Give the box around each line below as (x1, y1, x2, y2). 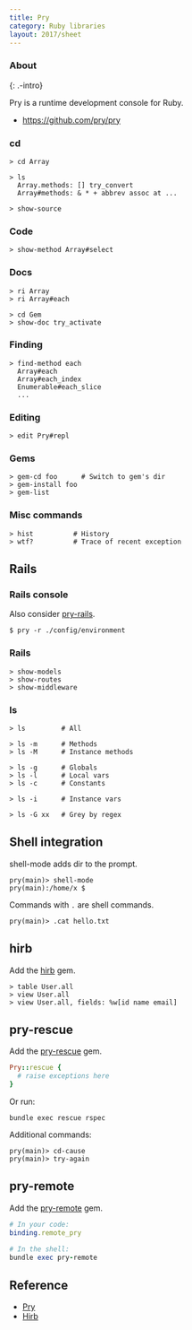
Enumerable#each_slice (17, 382, 102, 391)
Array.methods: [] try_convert (17, 180, 134, 189)
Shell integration (9, 835, 104, 850)
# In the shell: (9, 1244, 70, 1254)
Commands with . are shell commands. (9, 899, 154, 910)
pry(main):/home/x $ (9, 883, 87, 892)
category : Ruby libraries (9, 22, 105, 30)
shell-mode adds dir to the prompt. (9, 858, 138, 869)
